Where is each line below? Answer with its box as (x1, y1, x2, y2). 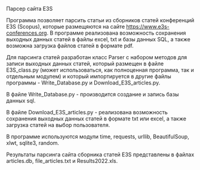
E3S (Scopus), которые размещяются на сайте (6, 23, 125, 30)
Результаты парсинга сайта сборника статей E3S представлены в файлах (6, 151, 195, 158)
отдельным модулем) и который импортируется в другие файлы (6, 73, 171, 80)
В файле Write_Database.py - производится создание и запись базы (6, 91, 179, 98)
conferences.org (6, 29, 47, 37)
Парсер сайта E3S (6, 5, 53, 12)
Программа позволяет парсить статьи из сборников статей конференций (6, 17, 195, 23)
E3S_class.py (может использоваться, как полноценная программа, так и (6, 66, 194, 74)
